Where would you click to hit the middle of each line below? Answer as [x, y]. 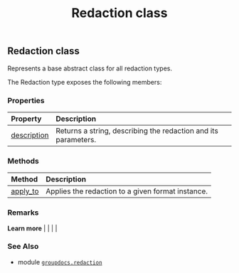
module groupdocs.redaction [60, 262]
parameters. [76, 139]
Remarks [23, 213]
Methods [23, 161]
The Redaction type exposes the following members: [85, 82]
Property [26, 119]
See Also [23, 247]
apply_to [25, 191]
